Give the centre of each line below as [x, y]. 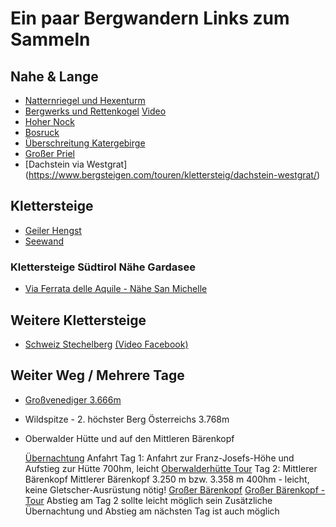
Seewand [44, 241]
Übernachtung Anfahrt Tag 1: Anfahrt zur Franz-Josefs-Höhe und [159, 458]
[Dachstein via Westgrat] [76, 164]
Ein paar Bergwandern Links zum [150, 18]
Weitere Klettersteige [78, 320]
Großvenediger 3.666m [73, 399]
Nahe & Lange [54, 76]
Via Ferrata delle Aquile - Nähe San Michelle [116, 289]
